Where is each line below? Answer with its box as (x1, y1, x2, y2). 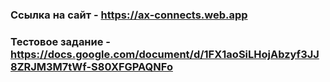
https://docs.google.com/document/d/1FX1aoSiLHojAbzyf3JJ (10, 47, 320, 61)
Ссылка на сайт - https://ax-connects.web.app (10, 8, 248, 22)
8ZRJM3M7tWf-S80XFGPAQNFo (10, 59, 173, 73)
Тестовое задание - (10, 34, 111, 48)
